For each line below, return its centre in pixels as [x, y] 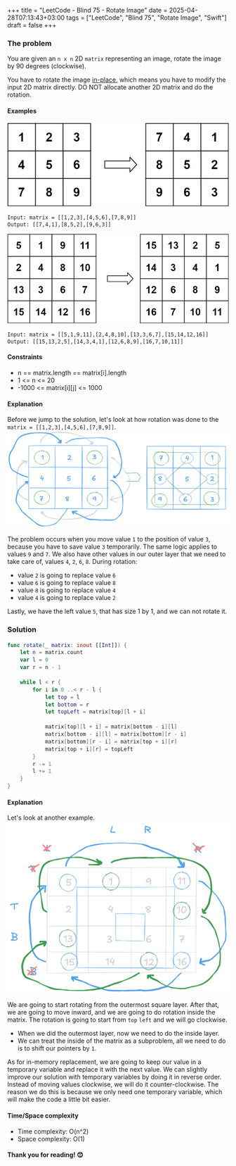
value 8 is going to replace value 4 [66, 590]
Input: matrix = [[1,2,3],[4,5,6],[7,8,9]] [72, 218]
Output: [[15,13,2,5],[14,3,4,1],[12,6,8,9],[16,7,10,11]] [96, 341]
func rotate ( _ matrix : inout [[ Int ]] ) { [67, 645]
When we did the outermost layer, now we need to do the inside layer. [118, 1034]
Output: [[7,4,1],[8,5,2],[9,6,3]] [59, 225]
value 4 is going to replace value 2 [66, 598]
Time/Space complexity [43, 1116]
